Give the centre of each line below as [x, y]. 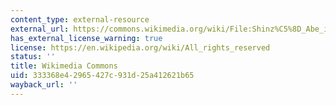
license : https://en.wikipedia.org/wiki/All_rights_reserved [140, 47]
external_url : [40, 29]
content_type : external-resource [80, 19]
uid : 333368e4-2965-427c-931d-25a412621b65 [102, 76]
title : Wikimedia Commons [64, 66]
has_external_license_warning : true [86, 38]
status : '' [33, 57]
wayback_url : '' [44, 85]
